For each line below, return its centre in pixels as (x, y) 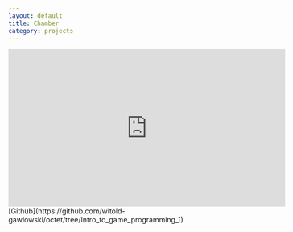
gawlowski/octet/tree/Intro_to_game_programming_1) (96, 220)
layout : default (35, 16)
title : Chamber (34, 23)
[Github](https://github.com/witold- (67, 211)
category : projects (41, 31)
